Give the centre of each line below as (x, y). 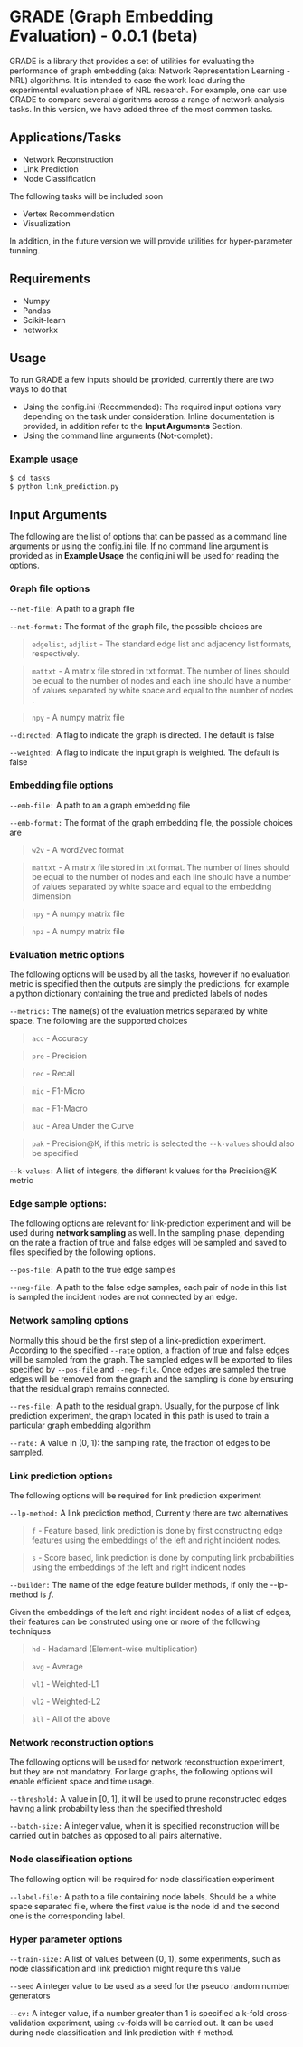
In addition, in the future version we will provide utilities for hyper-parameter (151, 241)
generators (30, 1995)
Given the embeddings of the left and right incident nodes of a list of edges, (151, 1612)
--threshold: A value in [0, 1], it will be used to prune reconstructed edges (148, 1799)
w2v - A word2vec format (77, 849)
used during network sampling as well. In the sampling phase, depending (147, 1233)
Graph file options (50, 588)
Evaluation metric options (67, 954)
